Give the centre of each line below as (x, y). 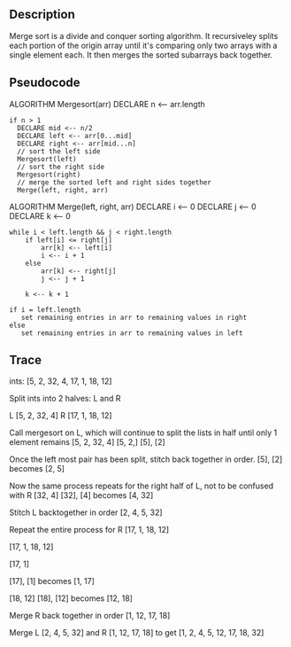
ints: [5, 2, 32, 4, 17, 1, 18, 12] (61, 381)
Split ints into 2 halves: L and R (65, 399)
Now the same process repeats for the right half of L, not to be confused (142, 486)
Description (42, 15)
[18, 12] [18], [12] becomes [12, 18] (71, 598)
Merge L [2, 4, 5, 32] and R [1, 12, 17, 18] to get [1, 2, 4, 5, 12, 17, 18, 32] (137, 633)
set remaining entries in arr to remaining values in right (134, 317)
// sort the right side (61, 167)
